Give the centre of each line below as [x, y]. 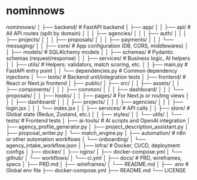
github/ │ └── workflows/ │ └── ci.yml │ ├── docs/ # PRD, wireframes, [94, 158]
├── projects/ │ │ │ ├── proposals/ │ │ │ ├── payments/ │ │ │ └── [90, 39]
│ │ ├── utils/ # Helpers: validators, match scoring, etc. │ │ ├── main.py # [97, 64]
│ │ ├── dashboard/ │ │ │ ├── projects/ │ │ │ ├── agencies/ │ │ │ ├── [95, 101]
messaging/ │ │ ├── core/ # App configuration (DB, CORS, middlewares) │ [97, 46]
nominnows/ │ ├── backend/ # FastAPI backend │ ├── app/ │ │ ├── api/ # [98, 27]
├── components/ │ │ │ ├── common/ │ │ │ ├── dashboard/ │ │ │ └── [95, 89]
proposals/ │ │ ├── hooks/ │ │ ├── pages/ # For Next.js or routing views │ [98, 96]
